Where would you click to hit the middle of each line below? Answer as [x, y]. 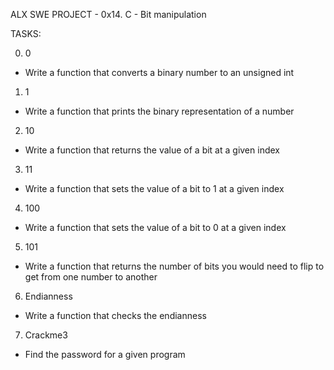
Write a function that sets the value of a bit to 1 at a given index [154, 188]
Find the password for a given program [105, 354]
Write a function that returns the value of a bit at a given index [152, 150]
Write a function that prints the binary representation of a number [159, 111]
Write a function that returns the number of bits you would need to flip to [174, 266]
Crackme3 [46, 335]
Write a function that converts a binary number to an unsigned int [159, 72]
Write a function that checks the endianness [115, 315]
